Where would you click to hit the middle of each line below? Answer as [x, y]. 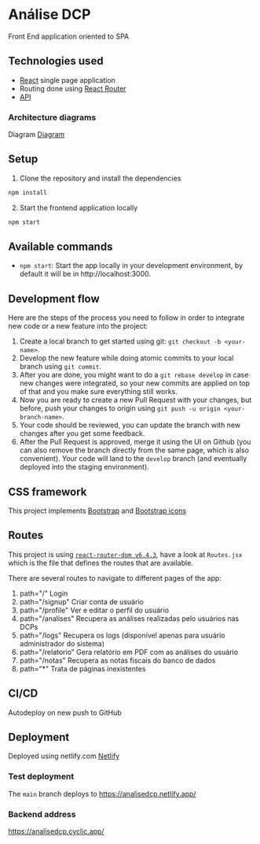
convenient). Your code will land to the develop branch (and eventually [133, 459]
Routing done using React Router [73, 88]
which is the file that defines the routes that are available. [101, 563]
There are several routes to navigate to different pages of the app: [115, 578]
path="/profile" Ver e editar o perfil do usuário [94, 610]
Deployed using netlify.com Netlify [64, 756]
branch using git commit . [60, 366]
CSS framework [48, 491]
